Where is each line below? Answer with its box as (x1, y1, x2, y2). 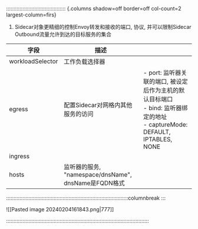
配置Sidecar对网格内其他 (64, 101, 133, 109)
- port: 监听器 (143, 69, 181, 77)
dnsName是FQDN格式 (64, 179, 125, 187)
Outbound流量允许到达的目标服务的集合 (14, 31, 112, 38)
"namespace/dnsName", (64, 171, 132, 178)
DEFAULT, (143, 128, 171, 136)
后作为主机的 (143, 87, 179, 94)
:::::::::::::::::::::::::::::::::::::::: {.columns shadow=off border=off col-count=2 (6, 5, 181, 12)
